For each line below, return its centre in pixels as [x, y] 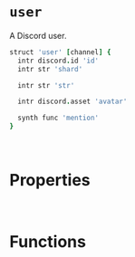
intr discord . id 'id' [58, 61]
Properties [50, 181]
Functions [48, 242]
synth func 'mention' [58, 118]
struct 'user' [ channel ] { [60, 52]
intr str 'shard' [50, 69]
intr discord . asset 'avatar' [72, 102]
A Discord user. [38, 35]
